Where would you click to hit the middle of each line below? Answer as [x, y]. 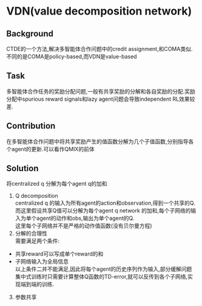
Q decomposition [37, 196]
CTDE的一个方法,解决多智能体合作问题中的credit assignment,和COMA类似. [99, 49]
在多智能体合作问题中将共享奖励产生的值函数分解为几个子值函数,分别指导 [98, 141]
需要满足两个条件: [37, 241]
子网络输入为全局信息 [42, 262]
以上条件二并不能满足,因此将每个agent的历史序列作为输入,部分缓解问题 [103, 269]
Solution [22, 168]
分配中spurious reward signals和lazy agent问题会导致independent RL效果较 [101, 99]
